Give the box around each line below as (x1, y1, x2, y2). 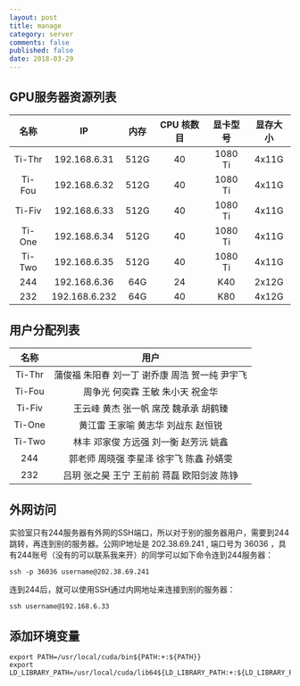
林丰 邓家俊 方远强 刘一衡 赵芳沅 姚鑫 (72, 435, 229, 448)
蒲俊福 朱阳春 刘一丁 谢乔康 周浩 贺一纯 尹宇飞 (54, 368, 248, 381)
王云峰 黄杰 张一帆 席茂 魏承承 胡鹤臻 (72, 402, 229, 415)
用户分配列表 (9, 323, 80, 338)
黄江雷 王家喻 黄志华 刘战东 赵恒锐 (79, 418, 223, 431)
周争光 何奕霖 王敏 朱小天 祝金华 (83, 385, 219, 398)
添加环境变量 (9, 628, 80, 643)
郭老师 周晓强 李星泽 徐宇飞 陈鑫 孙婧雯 (68, 452, 233, 465)
